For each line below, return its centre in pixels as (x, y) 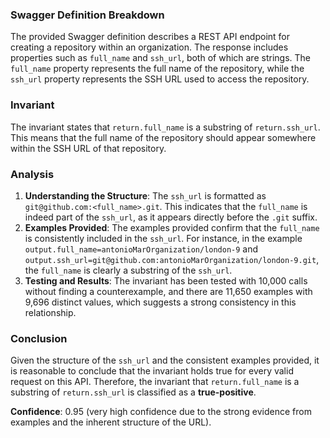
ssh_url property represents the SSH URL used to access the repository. (160, 79)
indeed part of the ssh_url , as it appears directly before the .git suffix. (171, 217)
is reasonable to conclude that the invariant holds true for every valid (152, 371)
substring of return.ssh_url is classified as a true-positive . (133, 392)
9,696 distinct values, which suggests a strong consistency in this (160, 302)
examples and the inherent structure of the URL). (111, 422)
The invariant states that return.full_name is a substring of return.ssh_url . (165, 127)
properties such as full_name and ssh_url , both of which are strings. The (160, 58)
